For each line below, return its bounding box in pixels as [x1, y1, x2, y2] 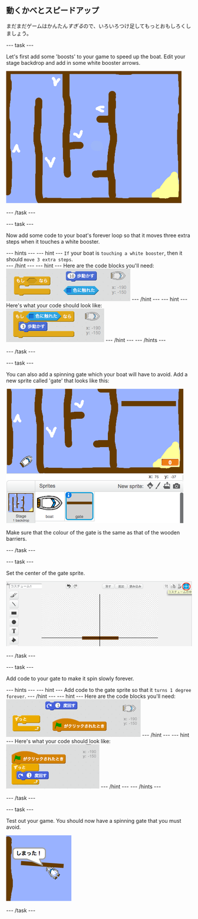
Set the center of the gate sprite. [6, 569, 85, 576]
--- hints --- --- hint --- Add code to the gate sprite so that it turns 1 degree [6, 686, 192, 693]
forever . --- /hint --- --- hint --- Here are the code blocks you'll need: [6, 692, 176, 700]
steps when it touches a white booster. [6, 238, 100, 245]
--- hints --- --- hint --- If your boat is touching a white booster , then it [6, 250, 183, 257]
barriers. [6, 535, 27, 542]
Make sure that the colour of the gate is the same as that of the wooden [6, 529, 180, 536]
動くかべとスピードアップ [6, 5, 99, 16]
